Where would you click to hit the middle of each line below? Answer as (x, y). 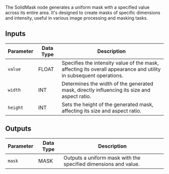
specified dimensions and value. (102, 164)
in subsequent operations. (93, 75)
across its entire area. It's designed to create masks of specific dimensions (83, 13)
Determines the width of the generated (107, 84)
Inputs (16, 34)
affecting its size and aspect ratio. (102, 110)
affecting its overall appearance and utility (111, 69)
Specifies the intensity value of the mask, (110, 63)
